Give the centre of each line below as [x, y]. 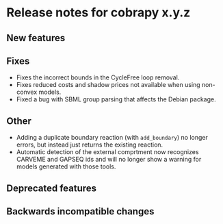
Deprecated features [52, 188]
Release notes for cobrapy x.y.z [99, 13]
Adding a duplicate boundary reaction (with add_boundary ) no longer [112, 138]
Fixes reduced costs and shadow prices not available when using [108, 85]
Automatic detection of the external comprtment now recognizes [107, 152]
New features [36, 38]
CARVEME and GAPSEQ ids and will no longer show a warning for [109, 160]
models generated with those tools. [66, 166]
